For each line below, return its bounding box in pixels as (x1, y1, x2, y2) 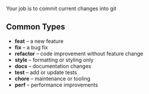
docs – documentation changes (14, 62, 92, 69)
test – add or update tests (14, 69, 77, 76)
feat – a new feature (14, 38, 64, 45)
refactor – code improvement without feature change (14, 50, 144, 57)
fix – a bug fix (14, 43, 48, 51)
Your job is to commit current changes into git (6, 5, 117, 12)
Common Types (6, 22, 66, 32)
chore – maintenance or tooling (14, 75, 91, 82)
